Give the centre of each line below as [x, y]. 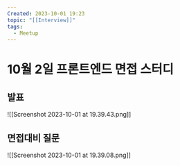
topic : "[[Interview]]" [42, 20]
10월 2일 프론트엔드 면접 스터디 [91, 69]
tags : [15, 26]
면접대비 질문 [34, 138]
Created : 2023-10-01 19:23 [46, 14]
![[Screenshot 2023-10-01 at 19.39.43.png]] [69, 115]
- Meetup [26, 33]
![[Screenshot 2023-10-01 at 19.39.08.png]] [69, 155]
